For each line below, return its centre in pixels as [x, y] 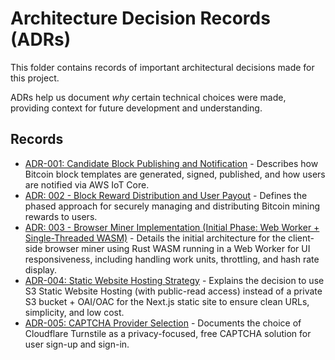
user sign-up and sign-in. [77, 344]
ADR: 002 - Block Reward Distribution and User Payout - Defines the [166, 195]
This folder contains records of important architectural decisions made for [162, 67]
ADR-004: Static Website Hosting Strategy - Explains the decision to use [174, 280]
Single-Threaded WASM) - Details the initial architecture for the [155, 238]
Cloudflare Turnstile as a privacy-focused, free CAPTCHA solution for [168, 333]
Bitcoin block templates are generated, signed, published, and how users [175, 174]
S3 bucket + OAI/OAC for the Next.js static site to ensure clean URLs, [167, 301]
